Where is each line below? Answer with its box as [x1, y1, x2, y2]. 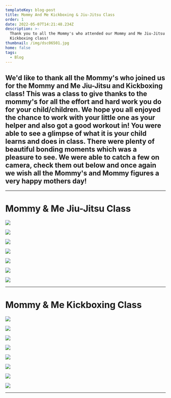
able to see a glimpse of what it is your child [5, 129, 147, 138]
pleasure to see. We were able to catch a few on [5, 153, 160, 162]
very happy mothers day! [5, 176, 87, 186]
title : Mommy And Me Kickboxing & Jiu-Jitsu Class [5, 12, 115, 17]
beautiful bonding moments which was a [5, 145, 137, 154]
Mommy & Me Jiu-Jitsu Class [5, 203, 131, 215]
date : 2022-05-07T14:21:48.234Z [5, 21, 74, 27]
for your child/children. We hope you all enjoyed [5, 105, 161, 114]
